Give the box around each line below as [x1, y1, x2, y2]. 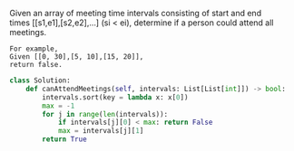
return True [42, 135, 88, 144]
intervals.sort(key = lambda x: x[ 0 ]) [42, 92, 189, 102]
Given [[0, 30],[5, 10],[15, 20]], [9, 52, 144, 61]
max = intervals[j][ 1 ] [57, 127, 144, 136]
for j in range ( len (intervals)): [42, 109, 169, 118]
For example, [9, 44, 59, 53]
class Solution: [9, 76, 71, 85]
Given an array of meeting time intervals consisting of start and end [9, 8, 261, 18]
